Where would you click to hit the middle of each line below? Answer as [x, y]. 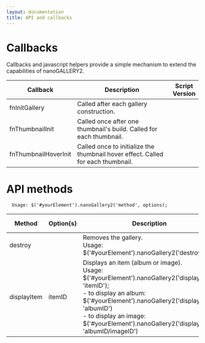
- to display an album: [114, 293]
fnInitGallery [27, 108]
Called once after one [108, 121]
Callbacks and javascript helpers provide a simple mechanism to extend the [101, 65]
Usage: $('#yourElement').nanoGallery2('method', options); [90, 205]
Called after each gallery [112, 104]
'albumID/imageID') [110, 331]
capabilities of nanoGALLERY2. [45, 71]
